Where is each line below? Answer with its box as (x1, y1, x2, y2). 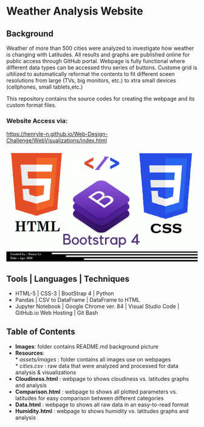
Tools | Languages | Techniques (6, 273, 129, 284)
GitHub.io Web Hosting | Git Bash (15, 309, 98, 316)
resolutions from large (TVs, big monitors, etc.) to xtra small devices (6, 77, 176, 84)
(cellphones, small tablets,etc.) (6, 83, 83, 91)
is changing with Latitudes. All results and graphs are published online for (6, 51, 190, 58)
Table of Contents (6, 327, 76, 337)
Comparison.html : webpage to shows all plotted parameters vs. (15, 388, 178, 395)
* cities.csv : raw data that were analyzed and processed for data (15, 362, 179, 369)
